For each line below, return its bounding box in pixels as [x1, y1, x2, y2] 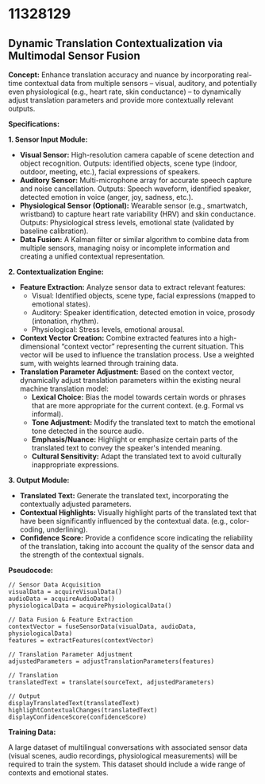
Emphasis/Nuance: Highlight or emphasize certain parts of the [31, 435, 238, 444]
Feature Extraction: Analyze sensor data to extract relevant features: [19, 283, 246, 291]
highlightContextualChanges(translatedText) [8, 706, 158, 714]
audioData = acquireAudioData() [8, 595, 115, 603]
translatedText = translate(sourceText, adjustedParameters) [8, 678, 215, 686]
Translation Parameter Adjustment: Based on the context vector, [19, 367, 235, 376]
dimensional [19, 341, 60, 351]
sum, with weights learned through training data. [19, 359, 179, 368]
